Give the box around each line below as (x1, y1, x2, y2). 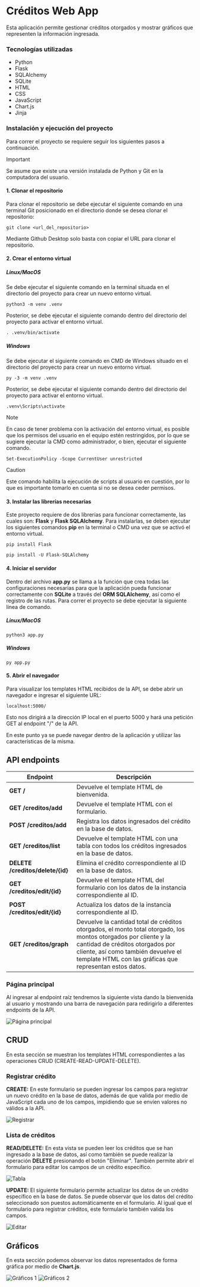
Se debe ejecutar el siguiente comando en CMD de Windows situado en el (6, 357, 189, 365)
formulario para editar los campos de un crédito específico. (6, 1164, 152, 1171)
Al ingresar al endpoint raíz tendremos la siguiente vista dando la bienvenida (6, 993, 193, 1000)
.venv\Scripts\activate (6, 403, 65, 409)
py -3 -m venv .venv (6, 375, 58, 381)
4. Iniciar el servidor (6, 565, 57, 572)
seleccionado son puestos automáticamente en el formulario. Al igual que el (6, 1199, 192, 1207)
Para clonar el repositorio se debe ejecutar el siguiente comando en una (6, 200, 183, 207)
